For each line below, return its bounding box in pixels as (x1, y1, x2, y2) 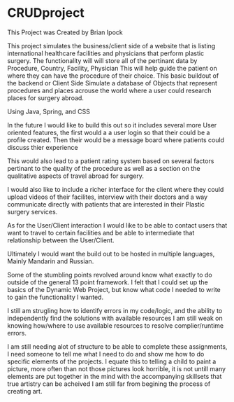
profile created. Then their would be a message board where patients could (7, 135, 225, 144)
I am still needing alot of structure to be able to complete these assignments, (7, 342, 228, 351)
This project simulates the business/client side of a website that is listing (7, 41, 216, 50)
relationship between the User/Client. (7, 236, 115, 244)
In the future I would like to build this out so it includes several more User (7, 120, 217, 129)
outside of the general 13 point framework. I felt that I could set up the (7, 278, 208, 286)
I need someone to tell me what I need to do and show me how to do (7, 349, 205, 358)
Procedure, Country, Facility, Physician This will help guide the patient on (7, 64, 218, 72)
